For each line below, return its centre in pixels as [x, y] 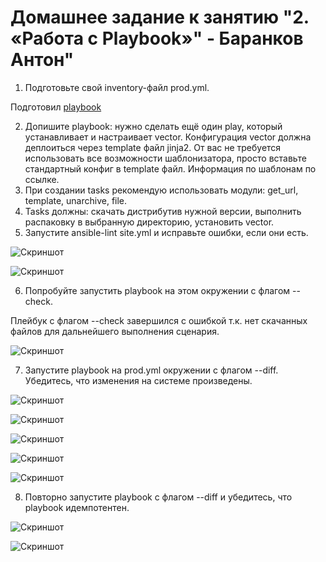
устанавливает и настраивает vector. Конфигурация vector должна [168, 137]
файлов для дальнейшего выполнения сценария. [115, 331]
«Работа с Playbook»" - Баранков [157, 38]
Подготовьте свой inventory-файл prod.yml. [117, 87]
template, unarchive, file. [76, 200]
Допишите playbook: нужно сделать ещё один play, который [153, 126]
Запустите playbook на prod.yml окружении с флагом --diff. [151, 370]
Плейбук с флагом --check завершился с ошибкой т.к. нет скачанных [159, 320]
